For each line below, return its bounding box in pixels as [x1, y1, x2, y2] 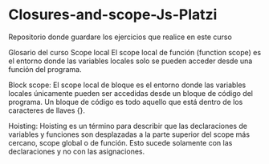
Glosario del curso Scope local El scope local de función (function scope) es [8, 47, 262, 57]
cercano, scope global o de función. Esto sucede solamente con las [8, 138, 233, 147]
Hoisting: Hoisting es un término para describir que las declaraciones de [8, 121, 247, 130]
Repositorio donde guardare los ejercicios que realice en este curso [8, 32, 233, 42]
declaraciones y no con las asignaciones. [8, 146, 145, 156]
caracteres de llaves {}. [8, 106, 86, 115]
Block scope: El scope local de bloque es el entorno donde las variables [8, 80, 247, 90]
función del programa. [8, 64, 82, 74]
